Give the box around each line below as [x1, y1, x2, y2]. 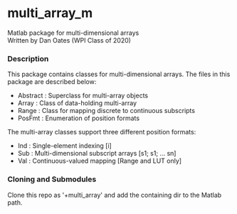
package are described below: [7, 77, 97, 86]
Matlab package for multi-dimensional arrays [7, 28, 139, 37]
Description [7, 53, 49, 63]
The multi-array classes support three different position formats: [7, 128, 196, 137]
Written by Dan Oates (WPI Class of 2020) [7, 36, 132, 44]
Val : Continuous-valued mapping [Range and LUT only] [17, 156, 182, 165]
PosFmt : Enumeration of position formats [17, 114, 140, 122]
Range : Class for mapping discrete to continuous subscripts [17, 107, 196, 115]
